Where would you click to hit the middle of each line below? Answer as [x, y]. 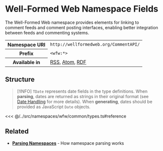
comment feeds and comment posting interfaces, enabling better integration [81, 27]
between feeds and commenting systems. [47, 33]
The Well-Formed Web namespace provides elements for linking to [72, 22]
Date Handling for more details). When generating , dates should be [84, 101]
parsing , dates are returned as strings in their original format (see [83, 96]
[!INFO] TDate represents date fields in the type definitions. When [82, 91]
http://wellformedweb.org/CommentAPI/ [95, 44]
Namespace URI [27, 45]
